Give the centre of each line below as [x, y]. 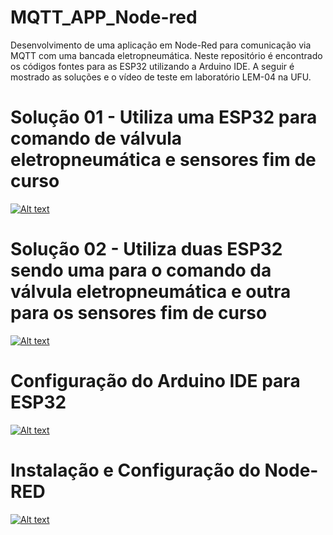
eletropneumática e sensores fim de [163, 160]
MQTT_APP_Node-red [104, 17]
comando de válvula [96, 138]
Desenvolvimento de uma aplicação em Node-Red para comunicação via [161, 45]
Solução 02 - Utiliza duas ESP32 [146, 249]
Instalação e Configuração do [135, 470]
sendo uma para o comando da [141, 270]
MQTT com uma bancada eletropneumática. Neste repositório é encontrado [166, 55]
